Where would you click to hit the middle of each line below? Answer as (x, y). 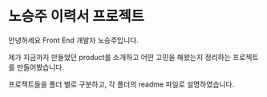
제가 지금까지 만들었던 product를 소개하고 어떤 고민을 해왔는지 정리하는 (119, 57)
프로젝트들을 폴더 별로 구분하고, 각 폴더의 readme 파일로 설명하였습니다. (121, 84)
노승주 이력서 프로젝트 (76, 16)
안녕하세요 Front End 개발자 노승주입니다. (73, 40)
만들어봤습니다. (40, 67)
